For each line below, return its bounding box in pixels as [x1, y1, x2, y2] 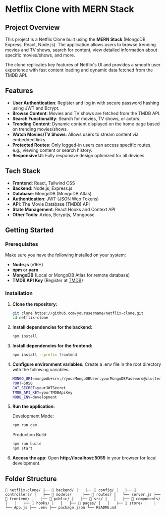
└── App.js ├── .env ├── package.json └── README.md [5, 505, 116, 510]
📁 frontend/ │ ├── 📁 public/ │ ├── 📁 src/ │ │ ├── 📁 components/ [5, 496, 161, 501]
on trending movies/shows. [12, 126, 68, 132]
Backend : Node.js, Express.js [12, 185, 73, 191]
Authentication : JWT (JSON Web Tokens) [12, 196, 99, 202]
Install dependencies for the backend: [12, 324, 93, 330]
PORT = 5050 [12, 381, 33, 386]
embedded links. [12, 136, 47, 142]
